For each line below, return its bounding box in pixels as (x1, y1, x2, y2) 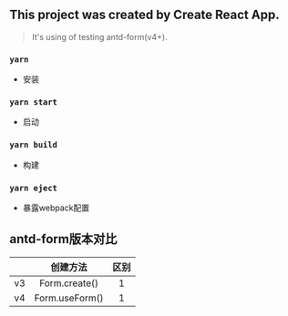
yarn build (9, 140, 57, 150)
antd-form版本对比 (9, 231, 118, 247)
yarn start (9, 97, 57, 107)
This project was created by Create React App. (9, 7, 280, 23)
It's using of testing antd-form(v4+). (31, 31, 168, 42)
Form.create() (39, 277, 98, 290)
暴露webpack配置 (22, 202, 89, 213)
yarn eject (9, 182, 57, 193)
